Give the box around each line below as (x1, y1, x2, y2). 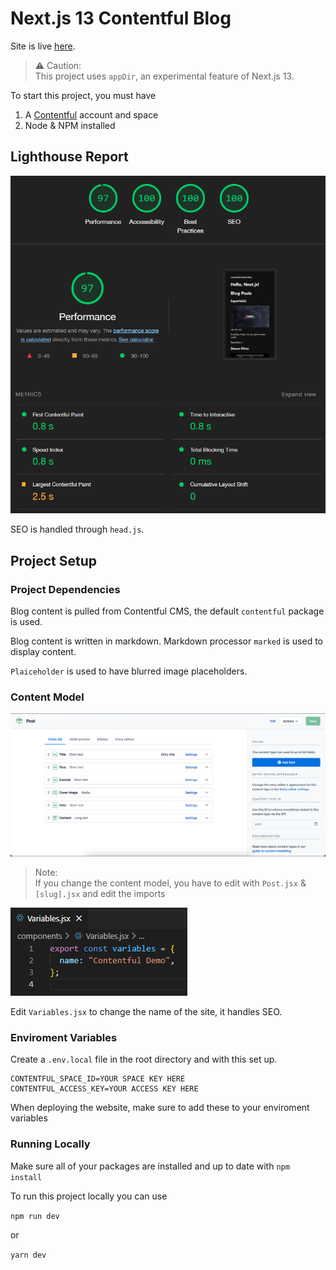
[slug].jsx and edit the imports (34, 888, 166, 900)
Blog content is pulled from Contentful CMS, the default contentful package (10, 605, 325, 617)
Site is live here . (10, 40, 76, 52)
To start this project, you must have (10, 89, 157, 101)
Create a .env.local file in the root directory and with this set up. (10, 1053, 278, 1066)
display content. (10, 646, 77, 658)
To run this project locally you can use (10, 1190, 168, 1202)
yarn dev (10, 1250, 47, 1260)
